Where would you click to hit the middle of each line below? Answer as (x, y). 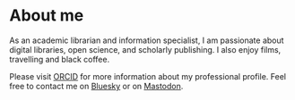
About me (47, 16)
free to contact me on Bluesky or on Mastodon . (96, 86)
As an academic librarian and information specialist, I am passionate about (147, 40)
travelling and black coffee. (60, 59)
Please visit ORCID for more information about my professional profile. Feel (148, 76)
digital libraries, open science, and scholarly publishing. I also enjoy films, (145, 49)
